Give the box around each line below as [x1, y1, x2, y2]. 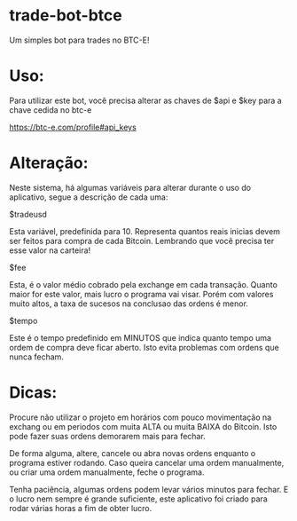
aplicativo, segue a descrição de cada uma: [9, 192, 168, 202]
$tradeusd [9, 209, 47, 219]
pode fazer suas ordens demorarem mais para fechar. [9, 430, 206, 441]
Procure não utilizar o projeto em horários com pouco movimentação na [9, 412, 272, 422]
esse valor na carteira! [9, 245, 91, 256]
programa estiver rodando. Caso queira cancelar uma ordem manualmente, [9, 457, 285, 468]
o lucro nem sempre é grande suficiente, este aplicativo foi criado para [9, 493, 268, 504]
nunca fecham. [9, 351, 65, 362]
